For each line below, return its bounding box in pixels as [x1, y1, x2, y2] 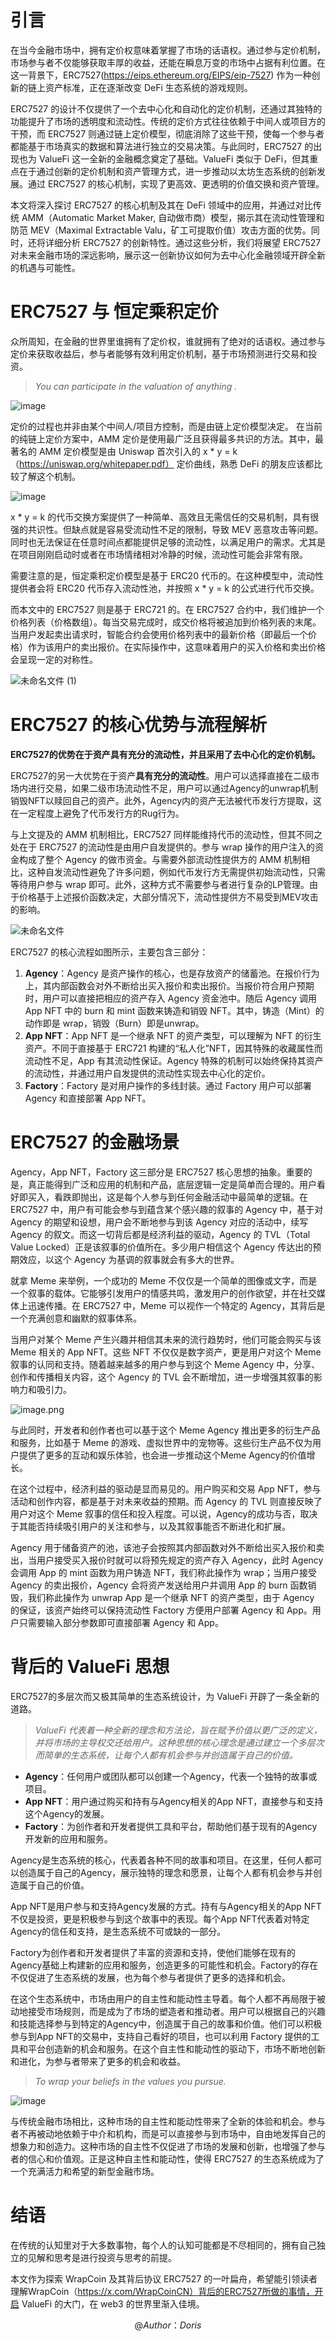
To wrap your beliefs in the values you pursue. [34, 2075, 227, 2087]
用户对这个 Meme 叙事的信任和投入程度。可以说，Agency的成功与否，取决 [10, 1507, 318, 1520]
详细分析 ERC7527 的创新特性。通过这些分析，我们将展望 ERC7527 [44, 236, 322, 248]
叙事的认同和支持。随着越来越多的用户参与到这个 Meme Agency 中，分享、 [10, 1358, 321, 1370]
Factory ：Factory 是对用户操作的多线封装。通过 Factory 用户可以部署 [24, 1079, 312, 1091]
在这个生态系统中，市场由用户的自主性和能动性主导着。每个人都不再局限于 [10, 1992, 317, 2005]
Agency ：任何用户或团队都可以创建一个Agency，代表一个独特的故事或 [24, 1770, 318, 1782]
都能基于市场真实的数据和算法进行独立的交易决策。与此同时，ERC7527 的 [10, 140, 314, 152]
